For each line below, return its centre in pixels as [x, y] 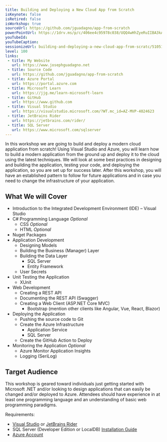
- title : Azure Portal [31, 79]
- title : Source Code [30, 70]
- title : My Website [29, 61]
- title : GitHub [24, 97]
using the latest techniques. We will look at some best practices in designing [83, 160]
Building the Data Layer [44, 256]
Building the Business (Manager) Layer [59, 251]
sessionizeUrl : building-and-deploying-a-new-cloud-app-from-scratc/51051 [84, 47]
